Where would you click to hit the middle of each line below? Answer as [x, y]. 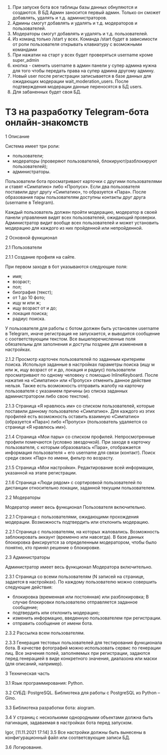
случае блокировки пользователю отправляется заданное [75, 602]
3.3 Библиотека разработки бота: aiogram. [50, 708]
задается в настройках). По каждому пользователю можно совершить [81, 582]
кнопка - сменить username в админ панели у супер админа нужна [84, 65]
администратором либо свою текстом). [48, 396]
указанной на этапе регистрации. [41, 472]
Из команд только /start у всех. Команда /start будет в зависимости [85, 39]
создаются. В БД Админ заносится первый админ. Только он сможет [86, 12]
